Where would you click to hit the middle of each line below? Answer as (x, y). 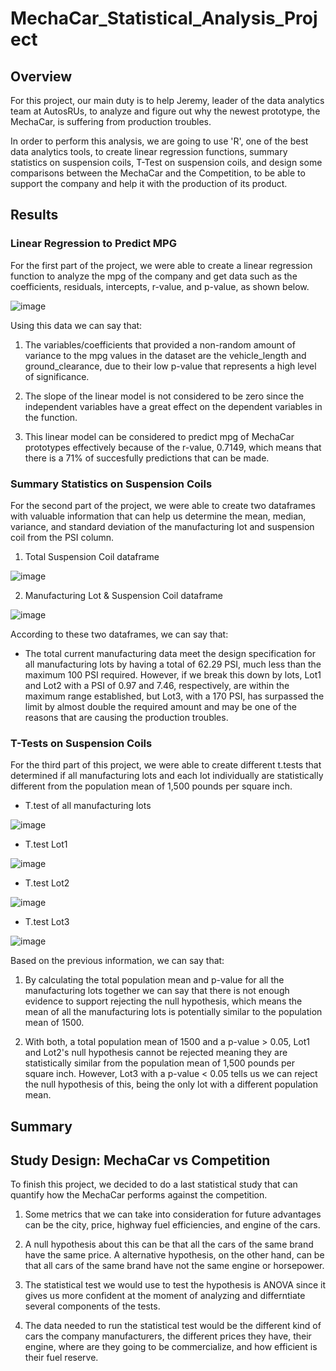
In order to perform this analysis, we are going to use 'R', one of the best (159, 141)
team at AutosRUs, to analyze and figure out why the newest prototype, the (165, 111)
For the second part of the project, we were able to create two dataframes (163, 505)
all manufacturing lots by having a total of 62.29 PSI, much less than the (173, 664)
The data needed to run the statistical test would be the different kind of (173, 1326)
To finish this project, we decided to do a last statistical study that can (154, 1184)
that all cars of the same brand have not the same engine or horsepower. (174, 1266)
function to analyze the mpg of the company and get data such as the (154, 276)
